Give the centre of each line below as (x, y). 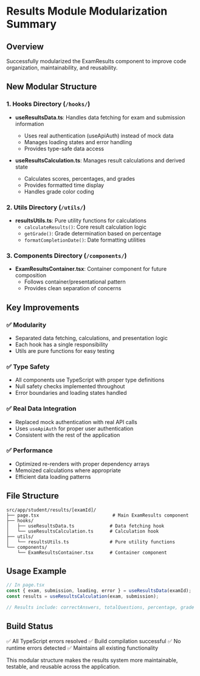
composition (31, 276)
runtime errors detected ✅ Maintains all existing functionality (82, 648)
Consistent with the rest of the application (67, 435)
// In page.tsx (26, 585)
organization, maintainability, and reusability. (62, 68)
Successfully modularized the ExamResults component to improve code (96, 61)
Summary (31, 24)
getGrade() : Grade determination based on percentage (93, 233)
